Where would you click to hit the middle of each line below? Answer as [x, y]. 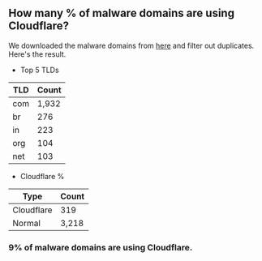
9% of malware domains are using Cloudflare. [101, 247]
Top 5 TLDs [39, 70]
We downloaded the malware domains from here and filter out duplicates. [131, 45]
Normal [26, 223]
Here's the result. [37, 54]
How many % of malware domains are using [122, 13]
